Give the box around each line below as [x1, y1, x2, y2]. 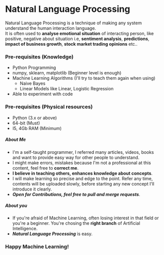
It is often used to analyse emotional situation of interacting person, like [5, 30, 154, 36]
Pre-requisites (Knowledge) [5, 53, 74, 60]
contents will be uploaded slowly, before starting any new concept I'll [12, 181, 155, 187]
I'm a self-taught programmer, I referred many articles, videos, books [12, 149, 154, 155]
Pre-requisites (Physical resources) [5, 103, 93, 110]
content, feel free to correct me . [12, 165, 79, 171]
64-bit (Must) [12, 120, 40, 126]
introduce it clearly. [12, 186, 52, 192]
